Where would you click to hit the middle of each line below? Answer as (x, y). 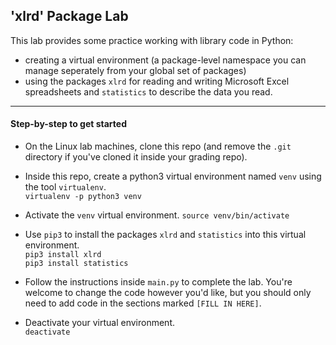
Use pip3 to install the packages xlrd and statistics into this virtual (165, 235)
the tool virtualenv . (65, 187)
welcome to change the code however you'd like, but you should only (168, 293)
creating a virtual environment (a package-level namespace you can (165, 60)
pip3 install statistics (76, 264)
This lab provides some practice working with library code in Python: (152, 40)
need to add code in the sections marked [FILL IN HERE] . (143, 303)
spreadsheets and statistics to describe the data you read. (148, 91)
